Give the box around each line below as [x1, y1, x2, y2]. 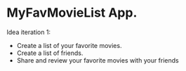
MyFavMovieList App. [6, 5, 138, 21]
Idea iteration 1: [6, 28, 51, 36]
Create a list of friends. [16, 49, 84, 57]
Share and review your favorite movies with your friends [16, 56, 180, 64]
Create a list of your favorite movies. [16, 41, 122, 49]
